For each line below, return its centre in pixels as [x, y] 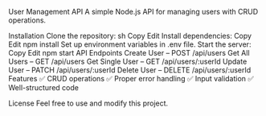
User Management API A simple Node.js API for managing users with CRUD [133, 12]
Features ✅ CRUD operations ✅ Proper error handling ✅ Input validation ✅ [131, 79]
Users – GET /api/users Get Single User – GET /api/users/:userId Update [128, 61]
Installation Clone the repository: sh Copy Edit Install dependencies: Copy [130, 36]
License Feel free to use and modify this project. [88, 103]
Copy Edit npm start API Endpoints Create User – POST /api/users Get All [129, 53]
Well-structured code [43, 87]
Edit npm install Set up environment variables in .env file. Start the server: [130, 44]
